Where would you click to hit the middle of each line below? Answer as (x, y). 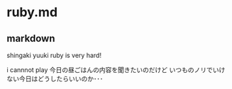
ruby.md (32, 12)
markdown (31, 38)
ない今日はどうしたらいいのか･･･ (55, 79)
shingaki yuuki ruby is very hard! (54, 55)
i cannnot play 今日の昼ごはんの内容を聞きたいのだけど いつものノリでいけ (116, 70)
